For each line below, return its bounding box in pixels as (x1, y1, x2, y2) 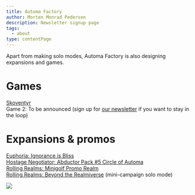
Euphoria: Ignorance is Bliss (6, 152, 74, 159)
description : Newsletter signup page (6, 20, 100, 25)
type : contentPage (6, 36, 52, 42)
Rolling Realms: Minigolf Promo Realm (6, 164, 99, 172)
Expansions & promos (6, 133, 116, 146)
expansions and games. (6, 59, 65, 66)
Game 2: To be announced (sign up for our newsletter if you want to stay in (6, 105, 190, 113)
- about (11, 31, 31, 37)
